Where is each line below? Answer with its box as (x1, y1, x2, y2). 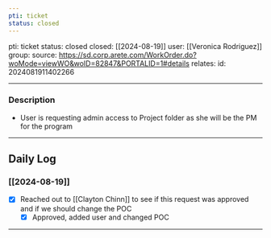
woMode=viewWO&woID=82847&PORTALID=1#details (8, 58, 190, 68)
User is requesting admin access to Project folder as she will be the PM (19, 113, 257, 122)
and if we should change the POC (19, 203, 132, 213)
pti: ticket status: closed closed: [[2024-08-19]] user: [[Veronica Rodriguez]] (8, 41, 262, 51)
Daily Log (8, 152, 56, 166)
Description (8, 94, 56, 105)
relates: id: (190, 58, 227, 68)
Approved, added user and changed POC (31, 212, 169, 222)
